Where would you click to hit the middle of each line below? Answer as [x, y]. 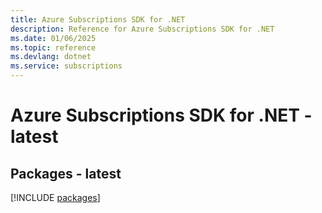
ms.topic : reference [53, 47]
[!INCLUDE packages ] [55, 197]
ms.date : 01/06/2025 [53, 38]
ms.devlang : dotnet [51, 57]
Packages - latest [66, 173]
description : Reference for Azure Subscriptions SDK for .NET [142, 29]
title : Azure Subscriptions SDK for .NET [98, 19]
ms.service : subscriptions [66, 66]
